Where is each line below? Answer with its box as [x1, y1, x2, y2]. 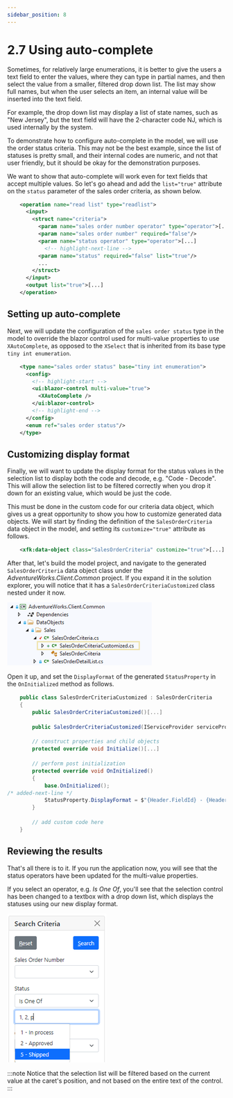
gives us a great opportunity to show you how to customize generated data [7, 510, 222, 518]
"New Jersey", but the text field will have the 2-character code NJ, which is [7, 115, 223, 124]
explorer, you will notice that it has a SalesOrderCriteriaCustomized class [7, 581, 215, 590]
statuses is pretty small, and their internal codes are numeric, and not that [7, 151, 218, 159]
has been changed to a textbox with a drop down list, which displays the [7, 892, 214, 901]
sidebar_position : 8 [7, 11, 67, 18]
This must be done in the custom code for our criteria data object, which [7, 503, 214, 511]
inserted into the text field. [7, 95, 83, 103]
